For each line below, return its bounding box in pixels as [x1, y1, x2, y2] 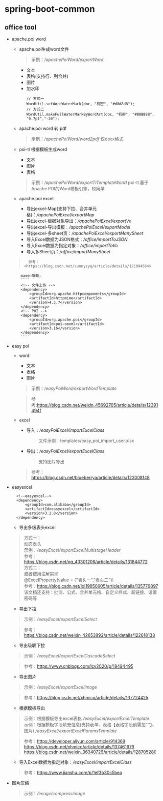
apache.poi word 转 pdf [19, 125, 67, 131]
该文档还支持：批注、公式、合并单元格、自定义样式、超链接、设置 [23, 589, 157, 595]
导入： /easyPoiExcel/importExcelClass [26, 427, 105, 433]
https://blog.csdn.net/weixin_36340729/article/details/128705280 [23, 749, 157, 755]
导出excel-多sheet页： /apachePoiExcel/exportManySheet [26, 230, 143, 236]
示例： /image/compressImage [23, 791, 85, 796]
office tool [4, 23, 37, 31]
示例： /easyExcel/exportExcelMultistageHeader [23, 547, 121, 553]
